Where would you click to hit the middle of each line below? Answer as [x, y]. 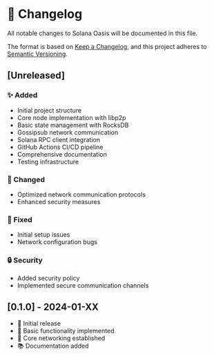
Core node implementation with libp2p [71, 117]
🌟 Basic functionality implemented [66, 331]
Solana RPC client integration [58, 139]
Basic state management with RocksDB [73, 125]
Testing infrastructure [48, 161]
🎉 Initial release [39, 324]
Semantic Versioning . [37, 54]
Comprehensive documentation [62, 154]
